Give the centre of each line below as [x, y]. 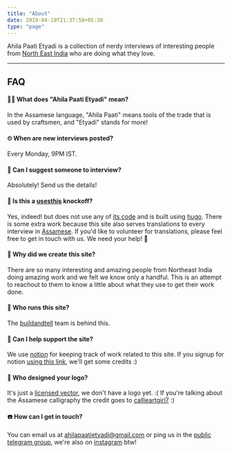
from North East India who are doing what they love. [81, 53]
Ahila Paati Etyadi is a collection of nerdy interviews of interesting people [111, 46]
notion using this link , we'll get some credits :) [72, 362]
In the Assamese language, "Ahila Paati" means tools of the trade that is [109, 114]
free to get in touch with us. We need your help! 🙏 [78, 238]
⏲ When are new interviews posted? [60, 138]
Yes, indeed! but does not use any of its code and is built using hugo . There [115, 216]
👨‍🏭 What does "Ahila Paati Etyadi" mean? [68, 99]
